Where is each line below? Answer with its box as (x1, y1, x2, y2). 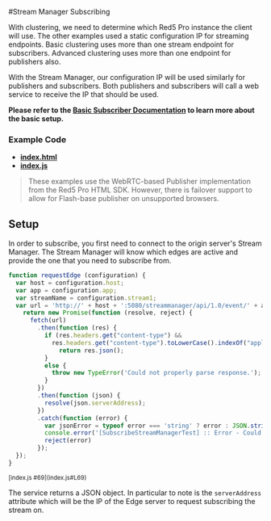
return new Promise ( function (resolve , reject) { (23, 309, 194, 317)
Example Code (8, 133, 67, 145)
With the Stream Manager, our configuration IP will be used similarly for (8, 73, 246, 82)
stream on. (8, 505, 44, 515)
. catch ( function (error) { (37, 414, 128, 422)
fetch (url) (29, 317, 67, 325)
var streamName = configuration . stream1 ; (15, 294, 157, 302)
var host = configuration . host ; (15, 279, 125, 287)
